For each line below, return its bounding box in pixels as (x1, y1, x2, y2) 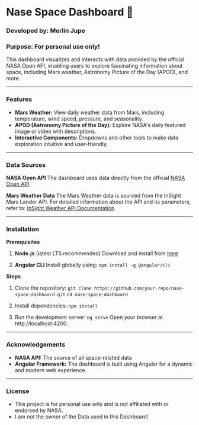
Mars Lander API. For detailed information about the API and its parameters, (6, 198, 191, 205)
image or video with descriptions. (14, 128, 97, 135)
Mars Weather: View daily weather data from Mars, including (14, 109, 165, 116)
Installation (6, 225, 40, 233)
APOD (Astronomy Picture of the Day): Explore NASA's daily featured (14, 121, 186, 128)
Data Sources (6, 160, 46, 169)
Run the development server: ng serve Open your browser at (14, 314, 163, 321)
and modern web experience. (14, 366, 87, 373)
